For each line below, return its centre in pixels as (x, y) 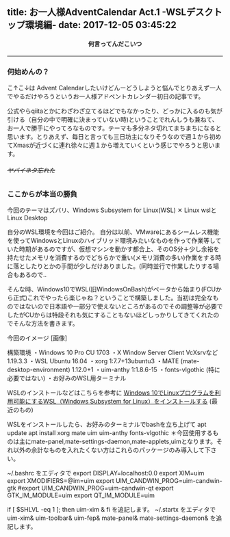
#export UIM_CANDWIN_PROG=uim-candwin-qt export (95, 488)
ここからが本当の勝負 (42, 194)
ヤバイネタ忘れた (31, 170)
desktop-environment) (39, 370)
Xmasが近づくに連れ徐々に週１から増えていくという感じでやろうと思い (114, 145)
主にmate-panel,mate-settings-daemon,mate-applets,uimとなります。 (118, 442)
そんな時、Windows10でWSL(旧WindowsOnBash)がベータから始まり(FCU (112, 289)
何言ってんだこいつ (115, 44)
